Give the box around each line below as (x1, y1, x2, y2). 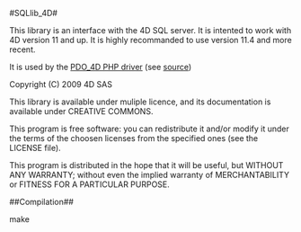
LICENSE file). (9, 143, 61, 153)
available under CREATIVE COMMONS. (9, 106, 154, 116)
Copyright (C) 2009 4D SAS (9, 79, 112, 89)
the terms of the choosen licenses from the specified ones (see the (9, 133, 259, 143)
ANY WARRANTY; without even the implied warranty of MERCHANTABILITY (9, 170, 290, 180)
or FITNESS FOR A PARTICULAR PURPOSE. (9, 179, 171, 190)
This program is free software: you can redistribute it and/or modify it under (9, 123, 289, 134)
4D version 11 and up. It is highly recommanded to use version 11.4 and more (9, 35, 292, 45)
